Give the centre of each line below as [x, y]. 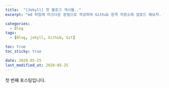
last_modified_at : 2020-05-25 [37, 65]
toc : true [16, 47]
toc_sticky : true [23, 51]
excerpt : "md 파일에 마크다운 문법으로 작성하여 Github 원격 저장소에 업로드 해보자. [83, 15]
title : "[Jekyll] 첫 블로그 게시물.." [43, 10]
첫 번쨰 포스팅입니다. [25, 80]
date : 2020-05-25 [23, 60]
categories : [18, 24]
